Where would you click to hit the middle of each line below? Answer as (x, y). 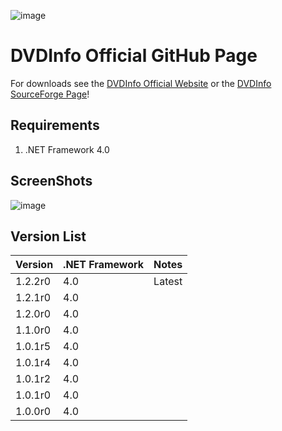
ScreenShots (51, 181)
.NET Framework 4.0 (67, 149)
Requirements (55, 125)
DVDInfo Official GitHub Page (134, 56)
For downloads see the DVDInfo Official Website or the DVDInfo (141, 83)
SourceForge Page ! (50, 94)
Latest (168, 282)
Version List (48, 236)
